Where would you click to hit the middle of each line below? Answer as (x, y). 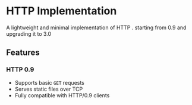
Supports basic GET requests (50, 82)
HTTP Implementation (62, 11)
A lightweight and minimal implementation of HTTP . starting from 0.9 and (96, 27)
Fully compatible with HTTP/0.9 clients (62, 95)
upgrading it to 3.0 (29, 33)
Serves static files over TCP (49, 89)
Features (23, 53)
